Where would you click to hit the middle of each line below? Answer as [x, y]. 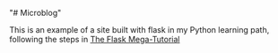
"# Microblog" [35, 13]
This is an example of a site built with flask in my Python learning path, [139, 30]
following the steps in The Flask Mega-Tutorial [95, 39]
